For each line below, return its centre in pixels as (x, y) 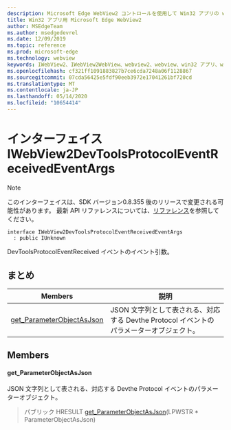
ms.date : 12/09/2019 (37, 39)
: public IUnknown (40, 238)
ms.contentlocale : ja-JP (43, 90)
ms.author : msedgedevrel (43, 33)
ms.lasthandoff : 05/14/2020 (47, 97)
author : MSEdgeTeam (35, 26)
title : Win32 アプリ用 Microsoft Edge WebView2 (75, 20)
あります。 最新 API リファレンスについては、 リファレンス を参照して (122, 210)
